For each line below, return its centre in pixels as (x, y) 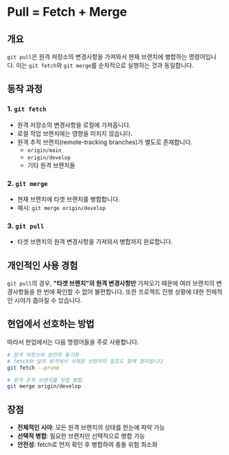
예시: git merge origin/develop (61, 207)
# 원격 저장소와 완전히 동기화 (43, 355)
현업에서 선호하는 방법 (51, 324)
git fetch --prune (33, 368)
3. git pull (26, 226)
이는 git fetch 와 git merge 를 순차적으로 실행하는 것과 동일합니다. (105, 65)
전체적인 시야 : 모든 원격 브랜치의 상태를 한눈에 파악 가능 (91, 428)
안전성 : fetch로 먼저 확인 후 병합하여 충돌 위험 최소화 (87, 445)
